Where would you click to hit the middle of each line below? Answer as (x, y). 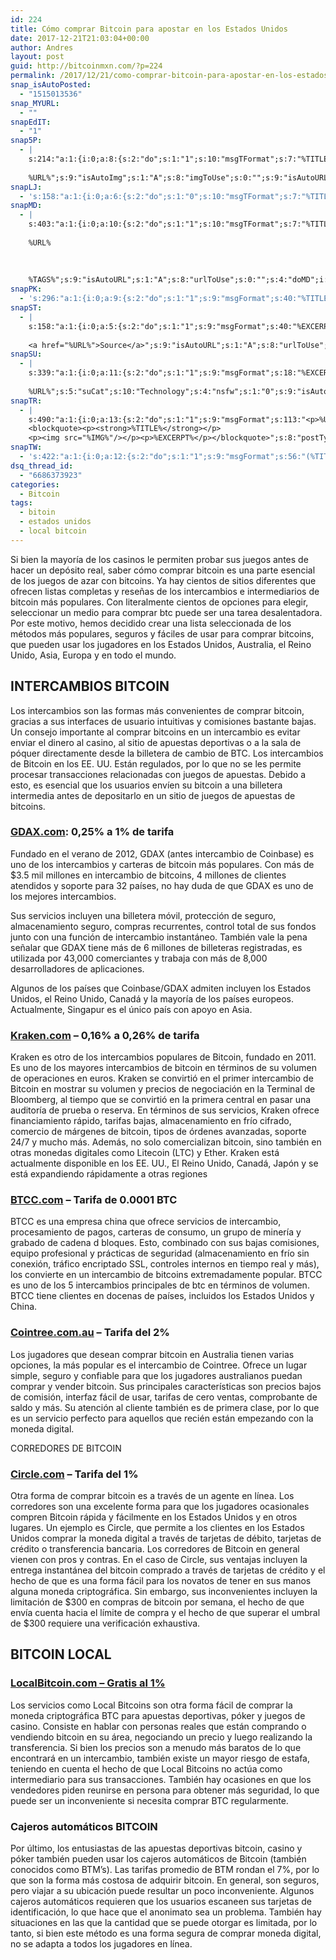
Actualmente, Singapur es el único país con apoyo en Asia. (131, 1009)
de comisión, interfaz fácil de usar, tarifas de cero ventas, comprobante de (164, 1397)
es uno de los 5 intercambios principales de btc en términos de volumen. (160, 1285)
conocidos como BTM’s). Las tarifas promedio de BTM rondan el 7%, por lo (165, 1870)
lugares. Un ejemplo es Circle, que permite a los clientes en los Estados (157, 1528)
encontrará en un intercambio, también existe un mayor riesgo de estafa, (160, 1758)
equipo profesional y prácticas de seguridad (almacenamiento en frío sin (160, 1253)
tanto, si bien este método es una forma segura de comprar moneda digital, (166, 1933)
